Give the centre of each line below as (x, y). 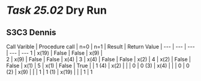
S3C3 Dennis (31, 32)
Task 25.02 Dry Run (56, 10)
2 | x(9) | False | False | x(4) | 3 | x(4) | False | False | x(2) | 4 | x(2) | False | (98, 59)
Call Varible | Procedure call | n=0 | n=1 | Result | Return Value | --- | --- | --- (100, 46)
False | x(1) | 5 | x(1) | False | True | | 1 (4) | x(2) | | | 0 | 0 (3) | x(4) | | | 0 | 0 (98, 66)
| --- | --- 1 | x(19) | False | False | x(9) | (55, 53)
